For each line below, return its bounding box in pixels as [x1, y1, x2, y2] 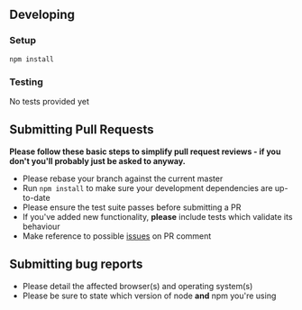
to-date [22, 192, 51, 203]
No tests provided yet [9, 96, 90, 106]
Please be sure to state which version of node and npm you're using [22, 290, 277, 301]
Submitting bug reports [9, 257, 143, 272]
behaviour [22, 221, 60, 232]
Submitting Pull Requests [9, 122, 155, 138]
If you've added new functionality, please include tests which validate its [22, 211, 293, 222]
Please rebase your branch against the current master [22, 173, 224, 184]
